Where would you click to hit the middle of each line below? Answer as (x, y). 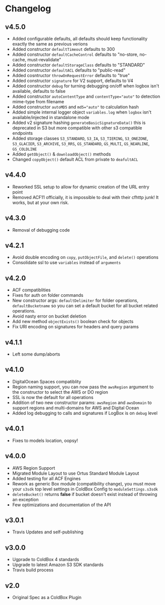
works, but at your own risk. (40, 202)
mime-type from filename (38, 101)
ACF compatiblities (31, 290)
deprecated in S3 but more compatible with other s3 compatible (77, 128)
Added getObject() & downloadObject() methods (62, 154)
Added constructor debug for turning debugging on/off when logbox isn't (85, 86)
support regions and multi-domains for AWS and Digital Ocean (76, 407)
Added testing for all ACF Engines (47, 478)
